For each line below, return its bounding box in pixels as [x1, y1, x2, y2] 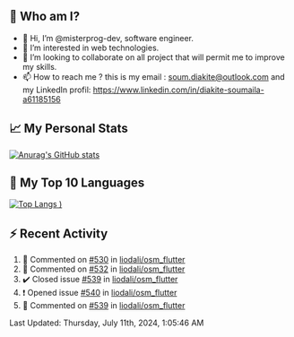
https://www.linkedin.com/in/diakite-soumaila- [92, 84, 264, 95]
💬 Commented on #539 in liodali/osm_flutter [22, 300, 186, 311]
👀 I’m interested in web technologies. [22, 42, 160, 53]
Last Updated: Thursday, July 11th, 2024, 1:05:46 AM [9, 317, 204, 328]
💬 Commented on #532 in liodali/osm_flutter [22, 264, 186, 274]
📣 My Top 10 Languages [9, 176, 145, 191]
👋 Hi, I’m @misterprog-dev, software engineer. [22, 32, 195, 43]
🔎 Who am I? [9, 9, 81, 24]
